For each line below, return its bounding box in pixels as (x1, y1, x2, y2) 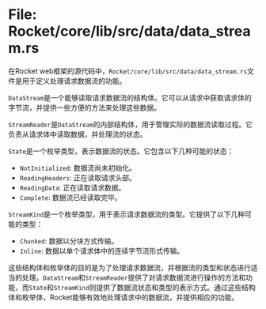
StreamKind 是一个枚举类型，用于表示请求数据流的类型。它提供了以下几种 (8, 209, 245, 219)
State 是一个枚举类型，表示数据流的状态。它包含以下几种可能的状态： (8, 146, 234, 156)
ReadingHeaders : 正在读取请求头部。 (19, 172, 137, 183)
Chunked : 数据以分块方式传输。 (19, 236, 119, 246)
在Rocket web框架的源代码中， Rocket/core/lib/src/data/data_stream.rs (8, 66, 248, 76)
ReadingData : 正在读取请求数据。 (19, 183, 126, 192)
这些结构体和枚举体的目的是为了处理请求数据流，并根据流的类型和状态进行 (8, 262, 251, 272)
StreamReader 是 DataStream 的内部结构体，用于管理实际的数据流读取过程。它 (8, 119, 253, 129)
